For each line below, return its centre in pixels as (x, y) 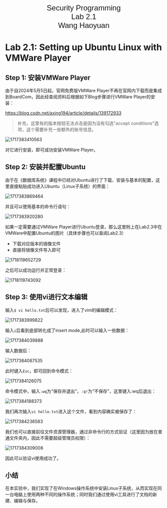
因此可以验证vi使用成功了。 (33, 458)
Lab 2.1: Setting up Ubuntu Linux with (83, 47)
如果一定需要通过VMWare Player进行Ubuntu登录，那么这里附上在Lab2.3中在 (83, 227)
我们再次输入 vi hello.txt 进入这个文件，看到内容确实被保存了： (71, 411)
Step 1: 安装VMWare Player (48, 78)
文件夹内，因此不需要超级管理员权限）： (50, 438)
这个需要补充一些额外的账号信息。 (61, 129)
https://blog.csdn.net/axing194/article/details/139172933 (63, 113)
